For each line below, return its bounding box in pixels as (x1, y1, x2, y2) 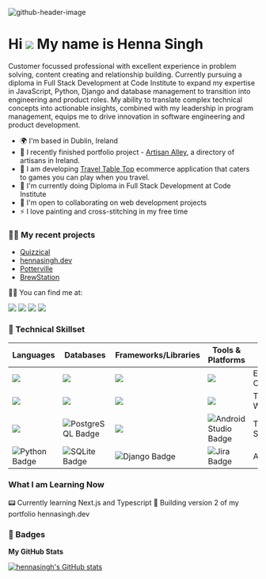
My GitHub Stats (8, 547, 64, 557)
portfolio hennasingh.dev (8, 509, 90, 518)
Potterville (19, 264, 53, 274)
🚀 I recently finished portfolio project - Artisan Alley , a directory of (19, 147, 235, 157)
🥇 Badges (8, 528, 46, 539)
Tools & (212, 344, 241, 355)
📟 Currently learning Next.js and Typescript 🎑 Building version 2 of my (8, 498, 239, 507)
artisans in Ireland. (19, 155, 81, 165)
